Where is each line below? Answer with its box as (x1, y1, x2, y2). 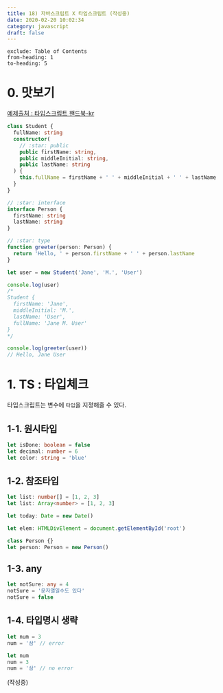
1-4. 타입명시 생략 (7, 615, 78, 626)
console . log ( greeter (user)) (7, 345, 88, 352)
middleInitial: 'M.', (13, 307, 75, 314)
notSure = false (7, 594, 54, 601)
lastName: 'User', (13, 313, 67, 320)
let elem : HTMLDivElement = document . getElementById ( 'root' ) (7, 525, 186, 532)
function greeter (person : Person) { (7, 244, 112, 251)
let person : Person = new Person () (7, 544, 109, 551)
